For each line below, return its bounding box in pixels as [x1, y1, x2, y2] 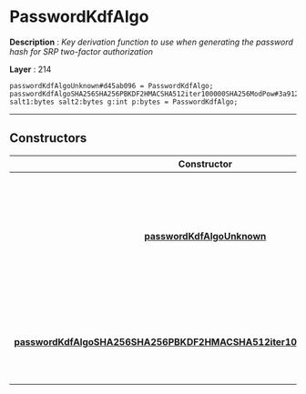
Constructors [9, 130, 87, 146]
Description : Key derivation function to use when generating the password [9, 36, 294, 47]
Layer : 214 [9, 64, 52, 75]
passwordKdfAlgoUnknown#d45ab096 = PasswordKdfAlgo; [9, 81, 214, 90]
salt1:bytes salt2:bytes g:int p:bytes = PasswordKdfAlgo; [9, 97, 239, 106]
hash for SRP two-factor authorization [9, 45, 153, 56]
